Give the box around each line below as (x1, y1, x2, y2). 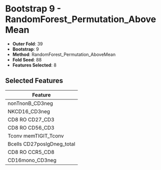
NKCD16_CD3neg (7, 108, 50, 115)
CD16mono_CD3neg (7, 156, 56, 163)
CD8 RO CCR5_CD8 (7, 148, 55, 155)
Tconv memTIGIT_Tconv (7, 132, 64, 139)
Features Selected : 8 (12, 62, 56, 68)
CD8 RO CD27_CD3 (7, 116, 54, 123)
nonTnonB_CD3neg (7, 99, 53, 106)
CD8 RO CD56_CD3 (7, 124, 54, 131)
